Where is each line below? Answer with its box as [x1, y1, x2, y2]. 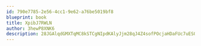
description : [6, 31, 39, 37]
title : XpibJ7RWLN [6, 20, 52, 26]
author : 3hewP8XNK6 [6, 25, 55, 32]
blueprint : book [6, 14, 47, 20]
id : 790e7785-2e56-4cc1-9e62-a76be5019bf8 [6, 8, 114, 15]
